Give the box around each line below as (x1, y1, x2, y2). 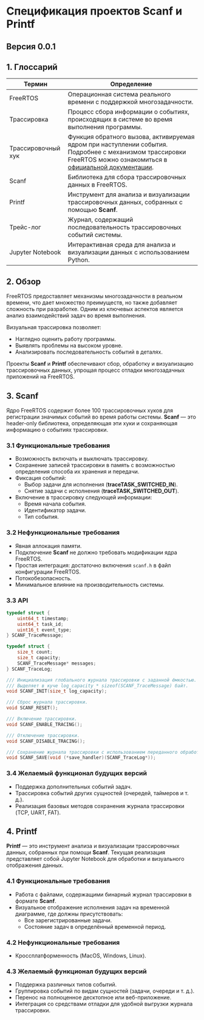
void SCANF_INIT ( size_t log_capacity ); (6, 688, 107, 694)
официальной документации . (67, 163, 154, 171)
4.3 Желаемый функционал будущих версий (6, 967, 147, 976)
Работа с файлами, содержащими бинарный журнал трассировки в (15, 891, 192, 898)
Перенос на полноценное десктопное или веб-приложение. (15, 994, 172, 1001)
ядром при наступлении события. (67, 140, 168, 149)
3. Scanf (6, 391, 39, 401)
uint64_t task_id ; (17, 621, 64, 627)
